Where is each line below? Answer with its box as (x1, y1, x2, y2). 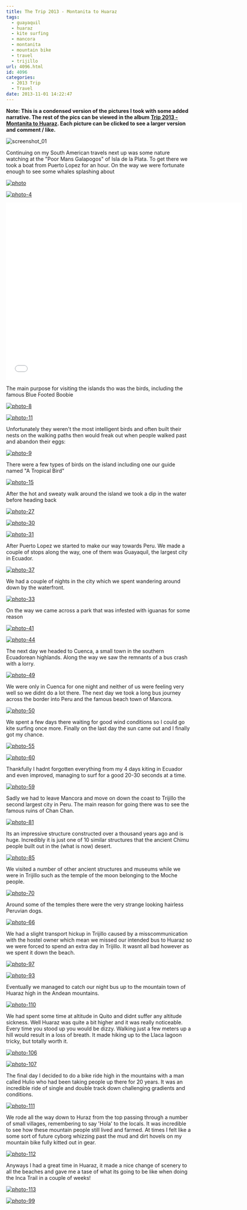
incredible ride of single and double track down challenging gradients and (6, 1084, 186, 1091)
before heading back (6, 496, 57, 503)
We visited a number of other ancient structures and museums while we (6, 865, 181, 872)
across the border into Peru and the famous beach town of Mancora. (6, 695, 173, 702)
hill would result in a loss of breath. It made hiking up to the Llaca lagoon (6, 1031, 182, 1038)
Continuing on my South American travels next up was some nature (6, 149, 170, 156)
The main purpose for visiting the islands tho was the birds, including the (6, 385, 183, 392)
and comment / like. (6, 126, 56, 133)
